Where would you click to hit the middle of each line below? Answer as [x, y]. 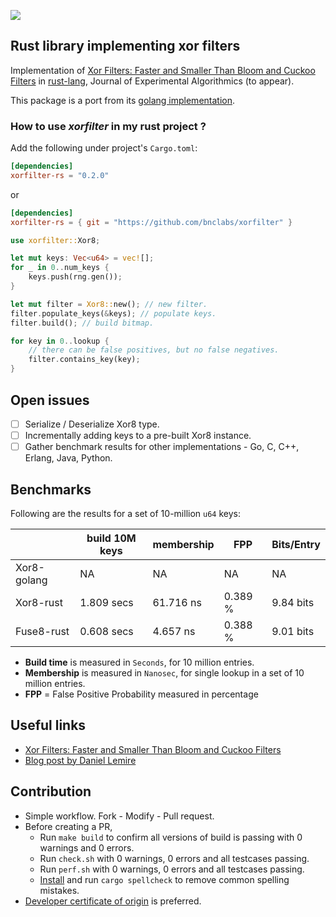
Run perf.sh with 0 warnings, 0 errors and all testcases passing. [172, 869]
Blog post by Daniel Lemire [80, 760]
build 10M [111, 538]
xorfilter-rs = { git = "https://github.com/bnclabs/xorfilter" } [151, 222]
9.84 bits [293, 602]
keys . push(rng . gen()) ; [75, 277]
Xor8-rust [39, 602]
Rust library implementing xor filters [125, 46]
